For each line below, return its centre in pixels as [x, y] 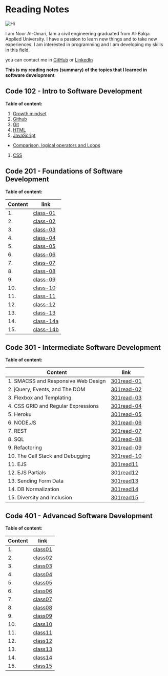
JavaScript [24, 135]
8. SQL [16, 439]
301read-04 [126, 406]
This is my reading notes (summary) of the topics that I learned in [76, 70]
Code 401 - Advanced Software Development [79, 516]
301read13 [125, 481]
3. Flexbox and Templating [40, 398]
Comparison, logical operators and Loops [57, 145]
